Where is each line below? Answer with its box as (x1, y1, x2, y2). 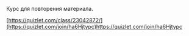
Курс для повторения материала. (6, 5, 93, 12)
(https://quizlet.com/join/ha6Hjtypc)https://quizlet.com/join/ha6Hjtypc (6, 23, 183, 30)
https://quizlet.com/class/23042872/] (8, 17, 103, 23)
